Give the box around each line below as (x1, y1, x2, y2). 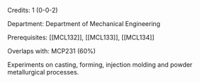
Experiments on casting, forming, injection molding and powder (7, 60, 193, 69)
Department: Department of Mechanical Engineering (7, 20, 161, 27)
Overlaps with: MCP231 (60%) (7, 47, 96, 55)
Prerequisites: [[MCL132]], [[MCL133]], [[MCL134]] (7, 33, 155, 41)
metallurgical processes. (7, 68, 79, 76)
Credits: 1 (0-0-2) (7, 6, 58, 14)
